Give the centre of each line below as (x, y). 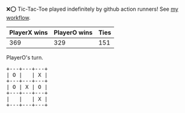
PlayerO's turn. (25, 57)
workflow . (18, 18)
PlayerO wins (73, 32)
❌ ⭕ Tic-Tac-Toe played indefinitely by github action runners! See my (92, 9)
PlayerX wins (29, 32)
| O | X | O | (27, 87)
